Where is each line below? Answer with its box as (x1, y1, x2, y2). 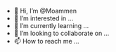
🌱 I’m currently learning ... (13, 22, 89, 30)
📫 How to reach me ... (13, 37, 79, 45)
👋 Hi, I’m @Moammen (13, 7, 77, 15)
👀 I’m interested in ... (13, 14, 74, 22)
